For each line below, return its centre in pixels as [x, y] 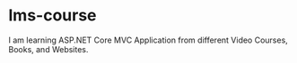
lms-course [52, 16]
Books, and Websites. [48, 49]
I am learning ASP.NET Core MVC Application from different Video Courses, [148, 40]
